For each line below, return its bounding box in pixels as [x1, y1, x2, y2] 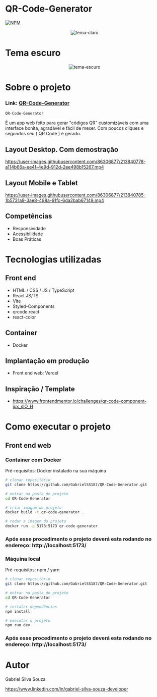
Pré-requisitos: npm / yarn [5, 567, 60, 573]
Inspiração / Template [5, 385, 75, 393]
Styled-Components [12, 303, 55, 309]
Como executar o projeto [5, 421, 111, 433]
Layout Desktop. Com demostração [5, 145, 119, 154]
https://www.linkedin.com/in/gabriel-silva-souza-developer [5, 686, 128, 692]
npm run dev [5, 623, 30, 628]
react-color [12, 314, 36, 320]
